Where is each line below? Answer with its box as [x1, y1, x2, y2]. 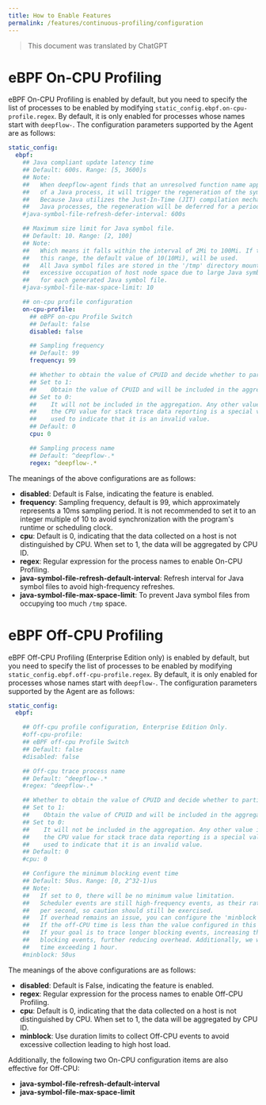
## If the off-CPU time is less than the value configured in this [22, 922, 257, 930]
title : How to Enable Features [8, 11, 112, 20]
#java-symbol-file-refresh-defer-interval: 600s [22, 210, 186, 218]
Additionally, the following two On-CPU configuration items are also [8, 1055, 229, 1065]
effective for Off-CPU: [8, 1063, 80, 1072]
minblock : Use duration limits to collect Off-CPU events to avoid [19, 1031, 230, 1041]
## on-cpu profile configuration [22, 298, 133, 306]
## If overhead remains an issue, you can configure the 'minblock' [22, 914, 260, 922]
